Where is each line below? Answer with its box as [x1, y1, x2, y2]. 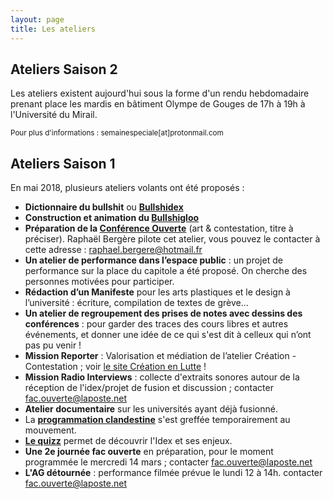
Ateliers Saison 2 [10, 61, 118, 78]
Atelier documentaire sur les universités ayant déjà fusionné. [24, 403, 278, 415]
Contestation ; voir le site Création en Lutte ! [24, 361, 207, 373]
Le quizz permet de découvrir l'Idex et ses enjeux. [24, 435, 233, 447]
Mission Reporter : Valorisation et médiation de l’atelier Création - [24, 350, 297, 362]
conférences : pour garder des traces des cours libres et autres [24, 318, 289, 330]
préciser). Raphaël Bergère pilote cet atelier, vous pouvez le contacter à [24, 233, 321, 245]
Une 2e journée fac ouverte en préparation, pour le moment [24, 446, 274, 458]
